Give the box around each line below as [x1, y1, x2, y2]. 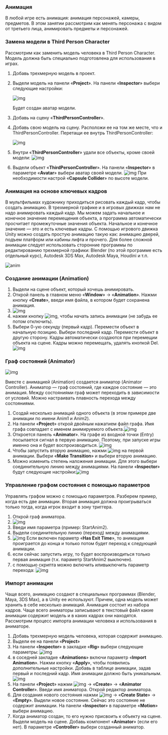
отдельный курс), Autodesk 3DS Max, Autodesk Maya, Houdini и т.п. [5, 252, 149, 258]
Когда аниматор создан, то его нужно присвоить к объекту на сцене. [12, 713, 162, 719]
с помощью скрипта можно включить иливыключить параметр [12, 562, 149, 568]
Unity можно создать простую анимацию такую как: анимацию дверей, [5, 231, 160, 237]
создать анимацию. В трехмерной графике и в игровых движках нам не [5, 204, 160, 210]
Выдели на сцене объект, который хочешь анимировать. [12, 286, 134, 293]
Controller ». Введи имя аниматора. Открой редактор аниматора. [12, 687, 152, 693]
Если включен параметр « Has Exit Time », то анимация [26, 535, 144, 541]
